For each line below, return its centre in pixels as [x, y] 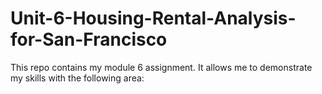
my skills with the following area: [77, 78]
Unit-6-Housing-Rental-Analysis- [153, 18]
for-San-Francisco [89, 39]
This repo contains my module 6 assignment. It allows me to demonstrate [161, 67]
